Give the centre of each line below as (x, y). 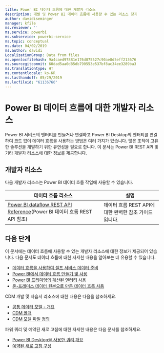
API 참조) (18, 219)
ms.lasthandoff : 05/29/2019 (34, 78)
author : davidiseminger (29, 19)
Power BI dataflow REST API (40, 205)
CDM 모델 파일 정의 (31, 319)
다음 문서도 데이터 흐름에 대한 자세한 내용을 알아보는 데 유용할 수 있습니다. (86, 257)
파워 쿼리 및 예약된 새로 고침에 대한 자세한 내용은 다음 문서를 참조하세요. (73, 330)
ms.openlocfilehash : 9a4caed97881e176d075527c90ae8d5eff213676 (71, 60)
